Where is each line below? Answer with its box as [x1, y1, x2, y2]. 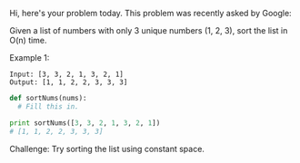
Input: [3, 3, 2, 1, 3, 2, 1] [9, 70, 125, 79]
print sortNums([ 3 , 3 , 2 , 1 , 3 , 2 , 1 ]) [9, 118, 161, 128]
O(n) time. [9, 35, 47, 45]
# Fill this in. [17, 101, 79, 111]
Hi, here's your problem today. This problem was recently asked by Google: [9, 8, 293, 18]
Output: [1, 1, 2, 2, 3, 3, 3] [9, 78, 128, 87]
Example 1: [9, 53, 50, 62]
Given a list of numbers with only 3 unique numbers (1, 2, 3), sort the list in [9, 25, 288, 35]
